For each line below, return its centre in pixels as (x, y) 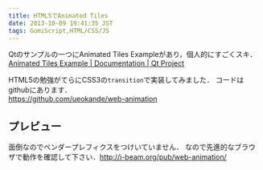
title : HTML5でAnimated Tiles (58, 16)
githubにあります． (40, 90)
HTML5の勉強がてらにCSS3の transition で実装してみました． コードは (126, 80)
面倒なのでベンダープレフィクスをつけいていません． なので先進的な (121, 147)
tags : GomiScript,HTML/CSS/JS (59, 30)
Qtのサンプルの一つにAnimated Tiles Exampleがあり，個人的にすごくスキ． (133, 55)
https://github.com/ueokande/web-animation (83, 99)
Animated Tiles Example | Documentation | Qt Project (97, 63)
